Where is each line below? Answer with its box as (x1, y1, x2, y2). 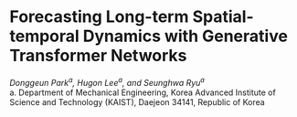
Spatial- (192, 6, 254, 27)
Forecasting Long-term (9, 6, 189, 27)
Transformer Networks (9, 46, 187, 66)
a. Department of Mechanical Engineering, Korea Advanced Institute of (9, 87, 276, 98)
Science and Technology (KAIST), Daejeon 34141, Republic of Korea (9, 96, 265, 107)
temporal (9, 26, 80, 47)
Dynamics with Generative (82, 26, 288, 47)
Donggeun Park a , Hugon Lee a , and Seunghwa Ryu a (9, 75, 206, 88)
